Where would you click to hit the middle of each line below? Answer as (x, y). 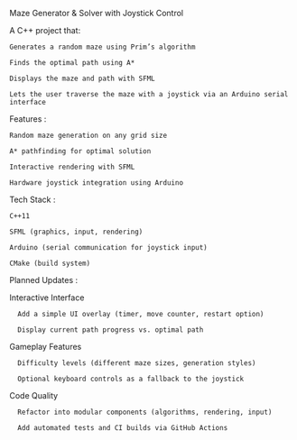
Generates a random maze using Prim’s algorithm (102, 47)
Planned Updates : (44, 280)
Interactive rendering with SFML (72, 167)
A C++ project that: (45, 30)
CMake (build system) (50, 263)
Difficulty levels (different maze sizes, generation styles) (137, 363)
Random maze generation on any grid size (88, 135)
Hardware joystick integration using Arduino (96, 183)
